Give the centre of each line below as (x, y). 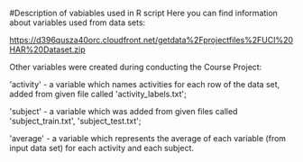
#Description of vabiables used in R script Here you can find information (143, 13)
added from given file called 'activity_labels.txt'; (98, 94)
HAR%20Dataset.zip (47, 49)
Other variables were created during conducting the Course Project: (136, 67)
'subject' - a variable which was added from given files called (124, 111)
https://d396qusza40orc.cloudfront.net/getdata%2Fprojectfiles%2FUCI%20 (151, 40)
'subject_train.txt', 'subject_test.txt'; (75, 121)
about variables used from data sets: (78, 22)
